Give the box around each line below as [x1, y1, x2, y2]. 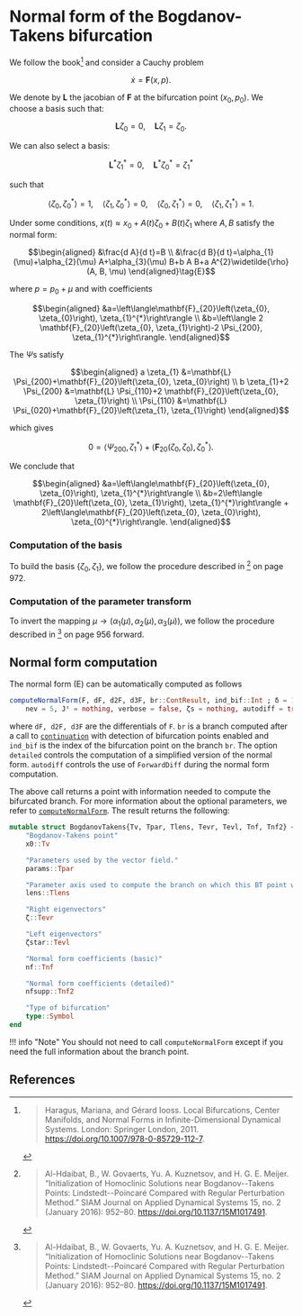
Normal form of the [9, 6, 155, 27]
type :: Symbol [25, 1012, 75, 1021]
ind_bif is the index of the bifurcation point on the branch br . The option [9, 740, 279, 751]
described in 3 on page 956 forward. [9, 627, 145, 640]
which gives [9, 422, 54, 433]
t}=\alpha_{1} [226, 246, 274, 258]
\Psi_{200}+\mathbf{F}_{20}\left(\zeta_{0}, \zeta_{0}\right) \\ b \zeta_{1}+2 [13, 376, 289, 386]
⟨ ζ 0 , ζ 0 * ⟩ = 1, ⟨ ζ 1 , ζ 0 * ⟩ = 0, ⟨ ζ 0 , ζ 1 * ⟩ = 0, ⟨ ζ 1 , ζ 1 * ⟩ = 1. [48, 196, 254, 211]
